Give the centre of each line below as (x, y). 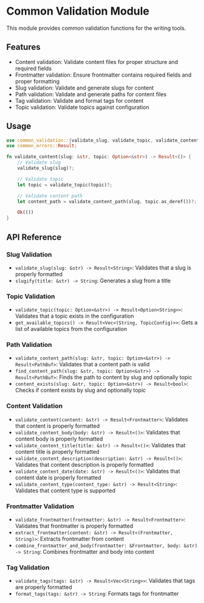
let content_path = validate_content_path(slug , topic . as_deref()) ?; (107, 201)
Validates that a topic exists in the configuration (74, 316)
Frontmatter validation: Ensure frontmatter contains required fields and (103, 75)
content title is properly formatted (57, 451)
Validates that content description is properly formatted (84, 464)
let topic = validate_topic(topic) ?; (65, 185)
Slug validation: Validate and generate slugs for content (84, 88)
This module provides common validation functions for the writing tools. (96, 28)
